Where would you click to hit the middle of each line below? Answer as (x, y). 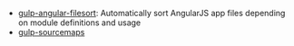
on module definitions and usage (79, 23)
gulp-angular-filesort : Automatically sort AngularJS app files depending (152, 13)
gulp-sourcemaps (51, 32)
